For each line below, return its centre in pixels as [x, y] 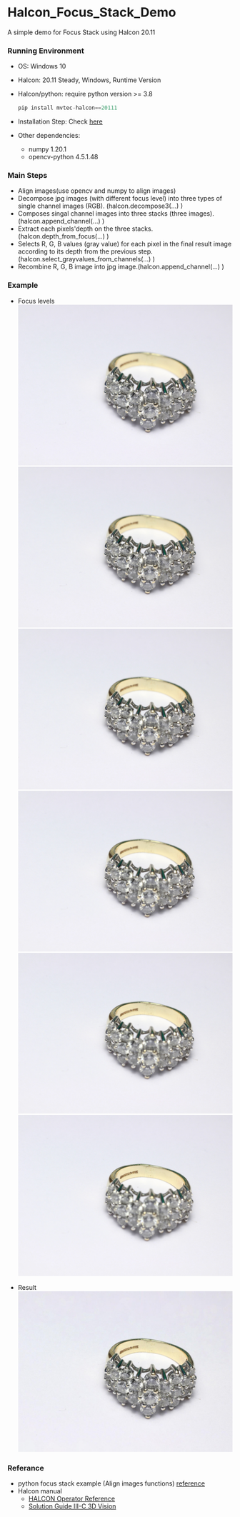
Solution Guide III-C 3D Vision [72, 1506]
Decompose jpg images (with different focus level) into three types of [120, 199]
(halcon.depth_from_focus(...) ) [63, 236]
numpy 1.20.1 [47, 149]
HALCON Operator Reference [72, 1498]
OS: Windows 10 [42, 66]
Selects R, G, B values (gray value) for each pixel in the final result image [125, 244]
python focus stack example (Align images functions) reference [111, 1483]
